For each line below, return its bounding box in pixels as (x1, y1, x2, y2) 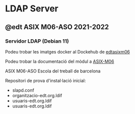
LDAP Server (5, 3, 58, 14)
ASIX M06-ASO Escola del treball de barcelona (5, 68, 101, 74)
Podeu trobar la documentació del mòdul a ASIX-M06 (5, 58, 115, 64)
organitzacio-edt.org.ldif (12, 92, 62, 98)
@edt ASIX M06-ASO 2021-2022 (5, 23, 109, 31)
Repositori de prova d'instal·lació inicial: (5, 77, 86, 83)
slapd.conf (12, 87, 35, 93)
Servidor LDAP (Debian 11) (5, 38, 69, 45)
